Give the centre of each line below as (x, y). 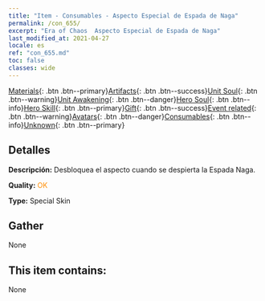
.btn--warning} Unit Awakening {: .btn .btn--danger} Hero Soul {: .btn (119, 99)
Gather (26, 226)
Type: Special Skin (39, 201)
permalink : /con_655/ (45, 23)
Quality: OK (28, 185)
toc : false (26, 61)
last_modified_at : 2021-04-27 (59, 38)
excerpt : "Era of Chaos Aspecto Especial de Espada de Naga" (114, 31)
